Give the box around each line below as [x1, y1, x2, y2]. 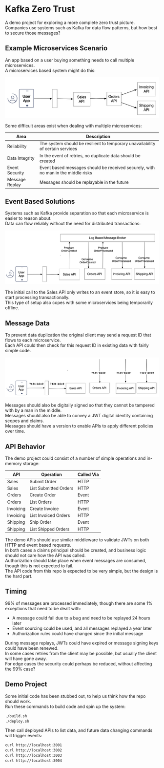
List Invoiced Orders [29, 512, 70, 518]
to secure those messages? [5, 30, 61, 36]
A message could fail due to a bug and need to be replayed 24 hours [12, 615, 150, 621]
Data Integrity [7, 155, 35, 161]
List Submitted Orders [29, 485, 74, 491]
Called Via [77, 471, 99, 477]
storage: [22, 461, 40, 466]
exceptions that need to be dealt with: [5, 605, 82, 611]
